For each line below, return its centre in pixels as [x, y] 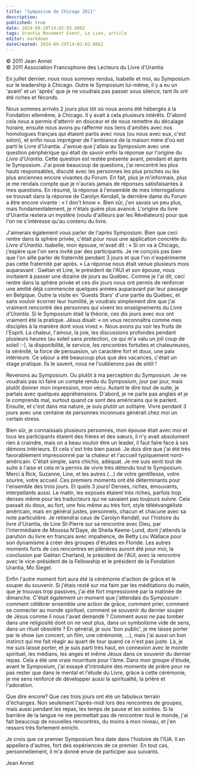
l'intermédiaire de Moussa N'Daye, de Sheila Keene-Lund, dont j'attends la [96, 530]
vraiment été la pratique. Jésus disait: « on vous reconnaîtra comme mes [94, 320]
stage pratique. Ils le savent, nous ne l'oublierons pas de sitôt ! [81, 363]
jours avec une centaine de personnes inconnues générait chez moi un [92, 413]
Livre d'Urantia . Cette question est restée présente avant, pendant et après [97, 159]
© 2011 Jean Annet [29, 61]
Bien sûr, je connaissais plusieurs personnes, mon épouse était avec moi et [97, 430]
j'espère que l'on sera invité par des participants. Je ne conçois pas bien [94, 251]
